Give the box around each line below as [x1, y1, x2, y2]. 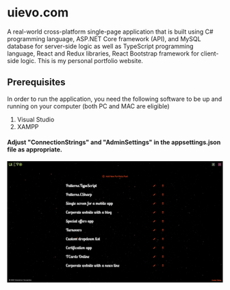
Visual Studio [16, 115, 55, 123]
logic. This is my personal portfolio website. [20, 56, 144, 64]
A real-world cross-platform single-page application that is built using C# [7, 27, 214, 36]
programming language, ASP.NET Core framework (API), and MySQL [7, 34, 201, 43]
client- [201, 49, 219, 58]
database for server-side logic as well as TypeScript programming [7, 42, 194, 50]
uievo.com [7, 5, 69, 21]
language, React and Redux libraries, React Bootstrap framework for [7, 49, 200, 58]
